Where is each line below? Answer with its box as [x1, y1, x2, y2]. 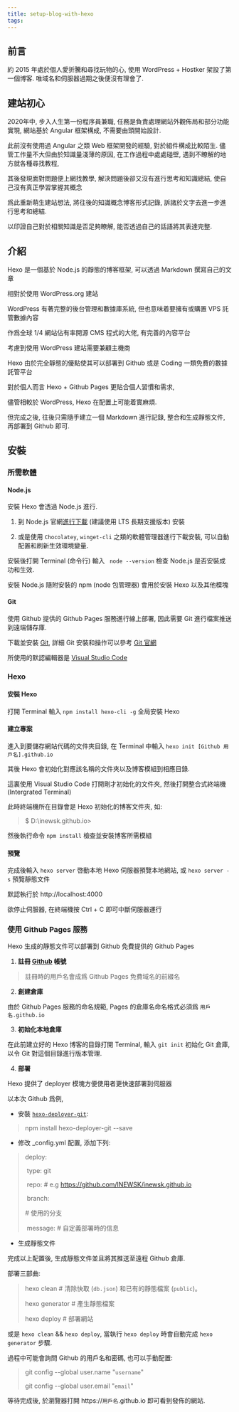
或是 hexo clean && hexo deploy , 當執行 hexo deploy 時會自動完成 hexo [7, 1329, 213, 1338]
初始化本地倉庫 [17, 1025, 62, 1034]
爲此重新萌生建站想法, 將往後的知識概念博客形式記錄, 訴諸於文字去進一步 [7, 198, 221, 207]
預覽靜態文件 [12, 875, 51, 883]
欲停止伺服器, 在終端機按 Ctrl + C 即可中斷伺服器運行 [7, 905, 162, 914]
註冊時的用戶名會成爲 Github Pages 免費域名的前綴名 [24, 972, 181, 981]
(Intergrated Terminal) [7, 787, 72, 796]
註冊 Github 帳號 [17, 957, 67, 966]
